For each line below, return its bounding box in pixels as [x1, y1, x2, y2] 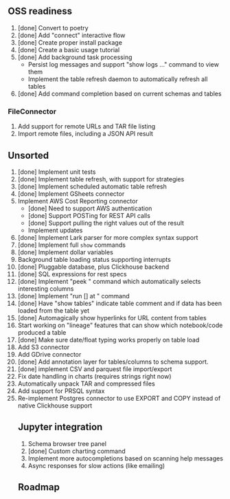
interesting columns [17, 285, 74, 293]
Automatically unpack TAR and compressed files [17, 379, 155, 388]
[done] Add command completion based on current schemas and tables [17, 89, 222, 98]
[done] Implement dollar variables [17, 247, 114, 256]
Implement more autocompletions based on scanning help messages [27, 454, 224, 463]
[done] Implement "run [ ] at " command [17, 291, 130, 300]
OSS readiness [8, 5, 73, 17]
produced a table [17, 328, 67, 336]
